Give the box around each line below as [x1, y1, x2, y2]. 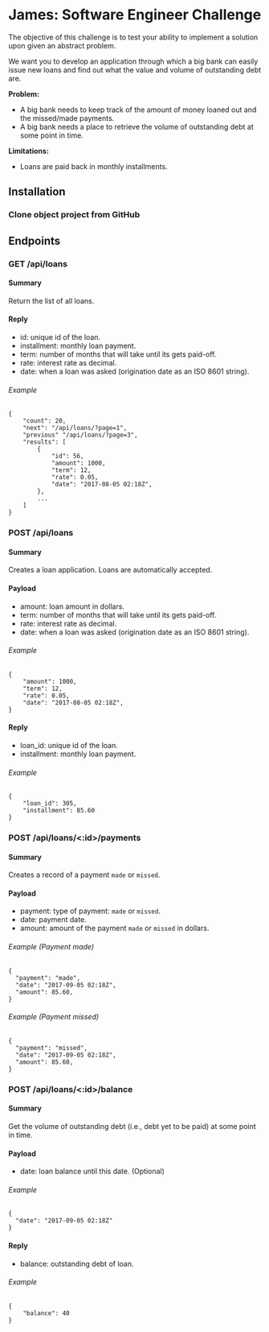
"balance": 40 [22, 1309, 70, 1318]
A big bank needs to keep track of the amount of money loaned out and [19, 105, 257, 114]
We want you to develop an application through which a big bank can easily [8, 56, 259, 66]
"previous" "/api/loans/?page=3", [22, 431, 138, 440]
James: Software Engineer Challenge [8, 6, 262, 24]
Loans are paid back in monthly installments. [19, 161, 168, 171]
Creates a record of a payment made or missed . [8, 870, 161, 879]
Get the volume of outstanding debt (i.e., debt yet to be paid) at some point [8, 1121, 257, 1131]
